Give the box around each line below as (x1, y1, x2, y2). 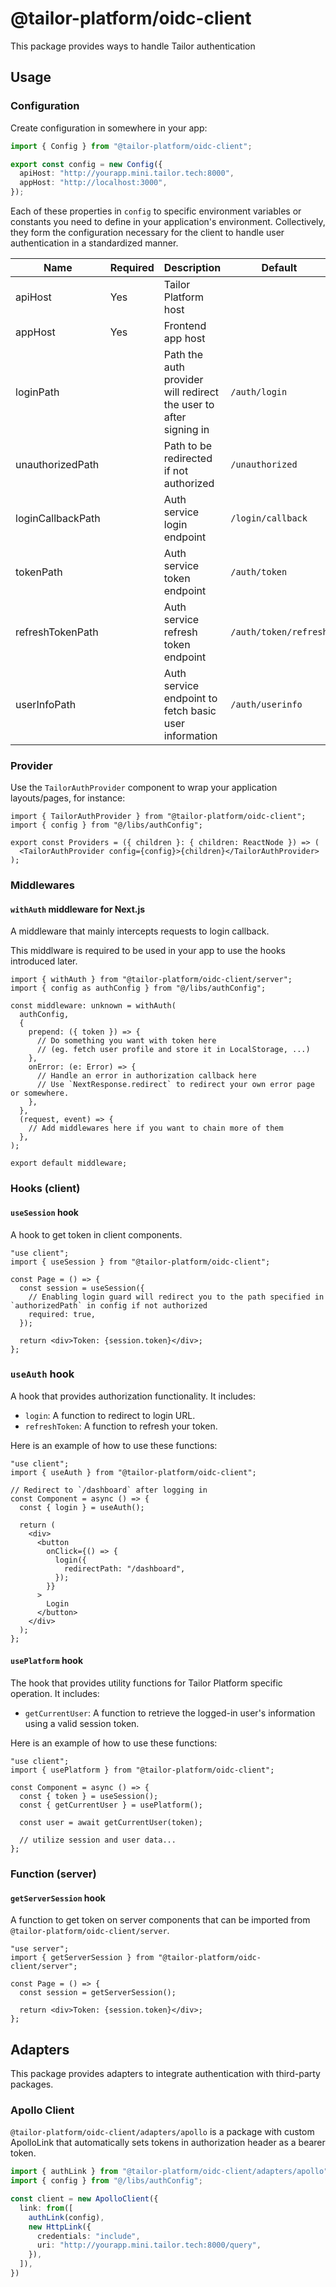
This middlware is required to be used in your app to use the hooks (10, 945, 286, 957)
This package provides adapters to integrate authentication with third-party (10, 2067, 321, 2079)
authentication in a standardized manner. (10, 237, 179, 249)
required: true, (28, 1309, 97, 1319)
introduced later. (10, 955, 78, 967)
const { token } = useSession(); (19, 1792, 159, 1802)
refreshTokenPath (15, 625, 99, 639)
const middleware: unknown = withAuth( (10, 1001, 177, 1011)
